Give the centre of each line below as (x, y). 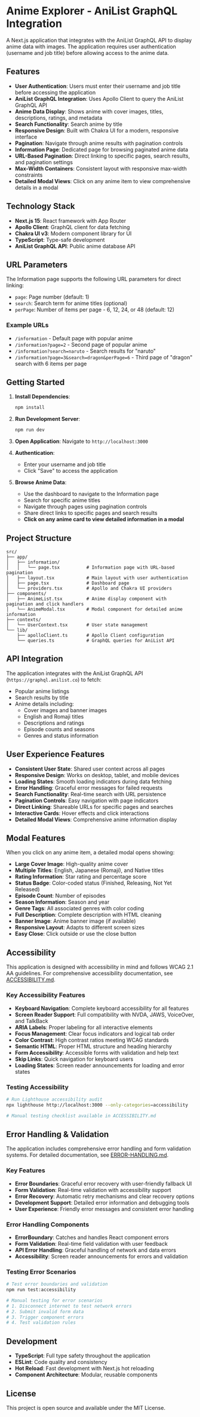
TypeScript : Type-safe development (60, 239)
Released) (27, 889)
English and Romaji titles (54, 716)
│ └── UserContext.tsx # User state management (77, 625)
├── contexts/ (24, 620)
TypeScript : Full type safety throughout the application (82, 1356)
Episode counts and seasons (59, 729)
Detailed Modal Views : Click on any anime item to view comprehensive (103, 181)
